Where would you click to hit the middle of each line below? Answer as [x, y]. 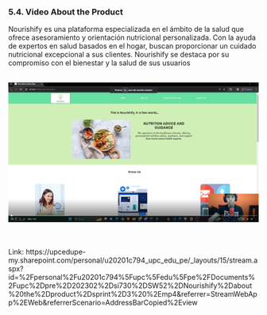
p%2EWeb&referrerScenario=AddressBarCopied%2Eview [103, 303]
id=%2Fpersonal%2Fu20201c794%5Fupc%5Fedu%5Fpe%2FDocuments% [132, 278]
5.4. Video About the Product [66, 12]
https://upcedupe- [56, 252]
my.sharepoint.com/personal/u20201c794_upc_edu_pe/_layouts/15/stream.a [133, 260]
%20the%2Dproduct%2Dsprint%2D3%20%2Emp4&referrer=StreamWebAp [133, 294]
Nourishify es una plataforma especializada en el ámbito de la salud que [126, 29]
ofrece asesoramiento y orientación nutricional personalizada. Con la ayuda [132, 37]
